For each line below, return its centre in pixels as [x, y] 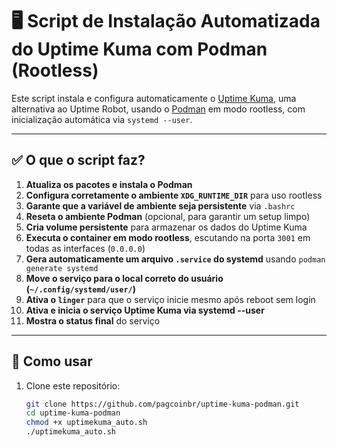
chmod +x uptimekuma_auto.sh [86, 423]
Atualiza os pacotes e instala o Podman [109, 184]
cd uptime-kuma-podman [73, 413]
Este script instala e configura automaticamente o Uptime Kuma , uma [154, 98]
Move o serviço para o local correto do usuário [124, 278]
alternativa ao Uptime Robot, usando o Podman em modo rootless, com [158, 109]
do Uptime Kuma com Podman [139, 49]
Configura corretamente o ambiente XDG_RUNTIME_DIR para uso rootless [174, 195]
